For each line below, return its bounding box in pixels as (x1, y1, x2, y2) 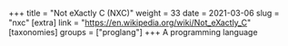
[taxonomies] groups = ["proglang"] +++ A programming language (8, 27, 258, 37)
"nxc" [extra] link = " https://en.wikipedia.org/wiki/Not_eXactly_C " (8, 17, 252, 28)
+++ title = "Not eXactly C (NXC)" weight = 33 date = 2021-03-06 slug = (8, 8, 280, 18)
